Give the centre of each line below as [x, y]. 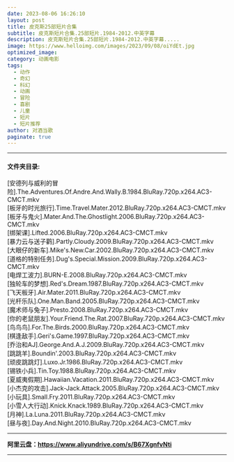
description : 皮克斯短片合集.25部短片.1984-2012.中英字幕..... [93, 40]
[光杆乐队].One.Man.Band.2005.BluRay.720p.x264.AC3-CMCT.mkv [103, 301]
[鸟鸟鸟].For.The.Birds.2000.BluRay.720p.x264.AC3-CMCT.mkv [99, 328]
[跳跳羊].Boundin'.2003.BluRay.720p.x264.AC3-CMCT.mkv [92, 353]
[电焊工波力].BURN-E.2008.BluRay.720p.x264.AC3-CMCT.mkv [97, 275]
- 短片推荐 [27, 124]
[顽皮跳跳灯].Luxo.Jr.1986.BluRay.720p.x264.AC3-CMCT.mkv [95, 362]
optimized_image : [32, 53]
